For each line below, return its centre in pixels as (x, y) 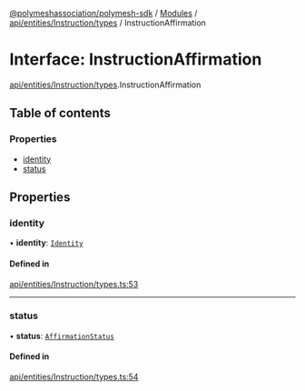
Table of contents (60, 113)
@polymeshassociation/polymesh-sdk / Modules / (103, 13)
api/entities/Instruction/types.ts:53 (74, 284)
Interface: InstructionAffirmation (136, 60)
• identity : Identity (46, 243)
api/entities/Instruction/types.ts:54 (74, 377)
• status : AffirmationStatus (62, 336)
